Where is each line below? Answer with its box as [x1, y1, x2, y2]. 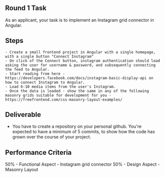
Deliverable [5, 110, 41, 119]
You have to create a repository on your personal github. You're [12, 123, 142, 130]
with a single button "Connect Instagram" [5, 54, 94, 59]
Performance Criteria [5, 148, 72, 157]
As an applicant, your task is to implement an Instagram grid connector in [5, 17, 154, 23]
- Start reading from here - [5, 71, 65, 76]
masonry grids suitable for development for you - [5, 93, 112, 98]
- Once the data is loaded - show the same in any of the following [5, 88, 149, 93]
